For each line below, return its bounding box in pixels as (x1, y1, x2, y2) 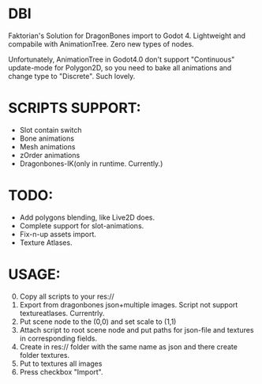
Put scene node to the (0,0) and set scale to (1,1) (19, 317, 177, 326)
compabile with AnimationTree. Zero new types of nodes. (8, 39, 195, 48)
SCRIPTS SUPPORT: (8, 100, 141, 117)
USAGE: (8, 265, 61, 283)
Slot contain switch (19, 125, 82, 134)
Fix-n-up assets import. (19, 229, 97, 239)
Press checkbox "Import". (19, 367, 103, 376)
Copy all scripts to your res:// (19, 292, 114, 301)
